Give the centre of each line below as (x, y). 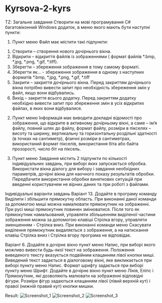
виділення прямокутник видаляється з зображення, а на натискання (77, 230)
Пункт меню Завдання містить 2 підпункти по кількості (70, 158)
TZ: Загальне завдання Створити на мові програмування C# (68, 22)
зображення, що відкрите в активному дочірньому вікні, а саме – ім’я (84, 123)
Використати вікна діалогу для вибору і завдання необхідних (76, 168)
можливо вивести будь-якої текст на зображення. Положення (70, 250)
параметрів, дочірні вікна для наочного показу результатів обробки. (83, 174)
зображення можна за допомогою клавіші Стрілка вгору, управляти (76, 220)
